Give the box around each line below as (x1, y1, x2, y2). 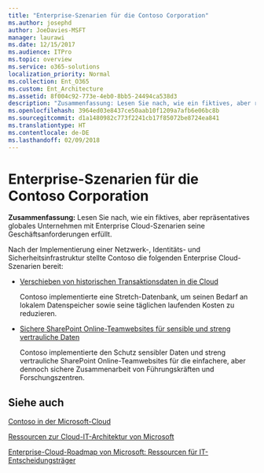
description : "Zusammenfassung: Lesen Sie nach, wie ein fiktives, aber (8, 99, 251, 107)
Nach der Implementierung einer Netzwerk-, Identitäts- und (8, 245, 200, 255)
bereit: (42, 262, 64, 271)
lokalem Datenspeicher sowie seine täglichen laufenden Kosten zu (19, 300, 235, 310)
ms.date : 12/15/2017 (8, 41, 76, 49)
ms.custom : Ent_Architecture (8, 84, 104, 93)
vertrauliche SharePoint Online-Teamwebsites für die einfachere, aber (19, 356, 246, 366)
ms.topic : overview (8, 56, 72, 64)
